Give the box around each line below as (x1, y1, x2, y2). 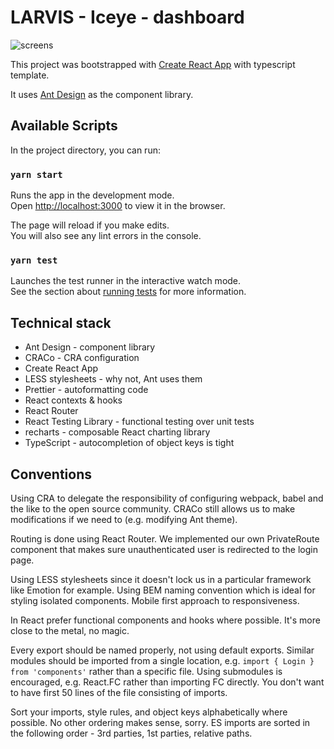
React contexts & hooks (24, 394, 123, 406)
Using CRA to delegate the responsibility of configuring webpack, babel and (10, 492, 324, 504)
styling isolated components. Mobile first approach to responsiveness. (10, 594, 300, 606)
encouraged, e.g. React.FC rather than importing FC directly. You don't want (10, 676, 325, 688)
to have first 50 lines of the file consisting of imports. (10, 686, 228, 698)
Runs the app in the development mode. (10, 189, 175, 201)
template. (10, 69, 50, 81)
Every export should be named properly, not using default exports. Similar (10, 644, 315, 656)
